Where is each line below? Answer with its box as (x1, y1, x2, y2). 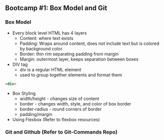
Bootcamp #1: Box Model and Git (5, 4, 108, 12)
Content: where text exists (19, 35, 73, 41)
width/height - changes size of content (19, 96, 100, 102)
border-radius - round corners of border (19, 106, 102, 112)
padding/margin (19, 111, 53, 117)
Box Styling (12, 90, 36, 96)
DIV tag (12, 61, 28, 67)
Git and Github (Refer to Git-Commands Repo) (5, 129, 118, 136)
